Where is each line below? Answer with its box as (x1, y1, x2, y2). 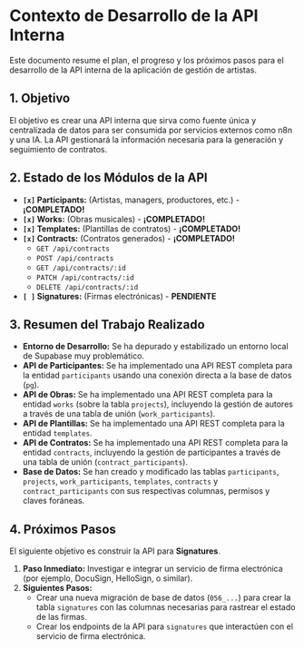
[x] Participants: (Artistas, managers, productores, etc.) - (22, 194, 240, 205)
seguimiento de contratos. (9, 143, 107, 154)
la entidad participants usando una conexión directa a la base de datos (22, 369, 292, 381)
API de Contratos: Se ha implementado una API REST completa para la (22, 438, 289, 448)
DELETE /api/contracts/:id (35, 282, 139, 291)
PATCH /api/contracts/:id (35, 273, 134, 282)
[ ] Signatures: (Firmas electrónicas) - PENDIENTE (22, 290, 217, 301)
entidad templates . (22, 428, 93, 438)
